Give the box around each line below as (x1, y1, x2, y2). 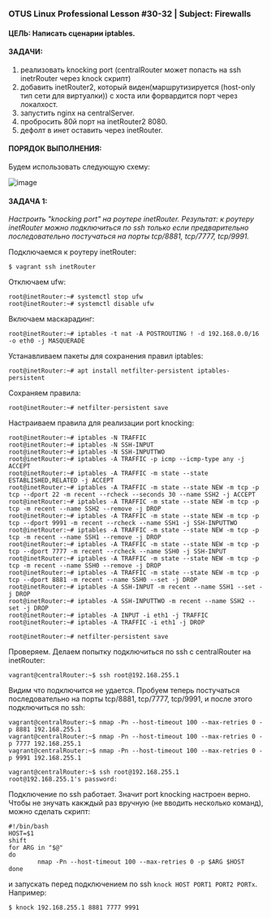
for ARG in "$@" (8, 844, 63, 852)
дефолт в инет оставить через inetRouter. (19, 125, 164, 135)
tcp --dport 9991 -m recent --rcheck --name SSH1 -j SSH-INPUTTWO (8, 519, 238, 528)
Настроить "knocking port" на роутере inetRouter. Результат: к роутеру (8, 214, 254, 224)
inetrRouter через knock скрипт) (19, 73, 131, 83)
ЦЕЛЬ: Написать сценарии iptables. (8, 28, 135, 38)
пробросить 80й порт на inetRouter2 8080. (19, 116, 168, 126)
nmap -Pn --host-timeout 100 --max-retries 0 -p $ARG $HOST (37, 858, 245, 866)
